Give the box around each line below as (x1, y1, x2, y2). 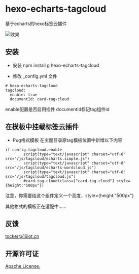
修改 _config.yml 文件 (12, 73, 57, 79)
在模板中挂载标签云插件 (5, 123, 79, 131)
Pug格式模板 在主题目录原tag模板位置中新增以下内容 (12, 137, 123, 143)
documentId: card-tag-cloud (10, 96, 69, 102)
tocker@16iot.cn (5, 233, 40, 239)
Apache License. (5, 263, 41, 269)
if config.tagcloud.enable (5, 147, 62, 152)
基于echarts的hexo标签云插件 (5, 20, 67, 26)
